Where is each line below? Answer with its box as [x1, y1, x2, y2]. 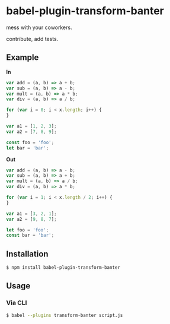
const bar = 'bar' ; [6, 233, 54, 239]
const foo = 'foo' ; [6, 139, 54, 145]
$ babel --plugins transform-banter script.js [6, 312, 123, 318]
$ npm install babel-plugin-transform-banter [6, 265, 120, 271]
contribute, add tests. [6, 35, 59, 42]
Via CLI [6, 298, 27, 307]
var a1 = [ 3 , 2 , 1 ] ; [6, 211, 57, 217]
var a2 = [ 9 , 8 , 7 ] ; [6, 216, 57, 222]
